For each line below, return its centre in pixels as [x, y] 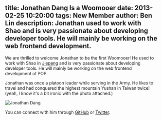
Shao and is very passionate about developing [77, 31]
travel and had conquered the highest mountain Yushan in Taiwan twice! [77, 88]
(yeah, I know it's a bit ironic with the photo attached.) [59, 93]
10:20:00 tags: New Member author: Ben [89, 16]
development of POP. [26, 73]
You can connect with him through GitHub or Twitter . [58, 112]
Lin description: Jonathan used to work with [73, 23]
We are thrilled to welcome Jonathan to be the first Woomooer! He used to [80, 58]
